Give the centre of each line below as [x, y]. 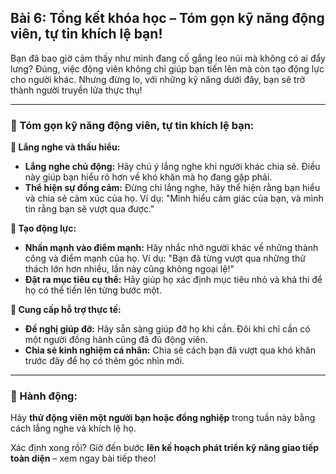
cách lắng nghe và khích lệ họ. [73, 428]
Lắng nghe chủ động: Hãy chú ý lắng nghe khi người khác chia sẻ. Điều [172, 167]
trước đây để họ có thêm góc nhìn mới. [104, 361]
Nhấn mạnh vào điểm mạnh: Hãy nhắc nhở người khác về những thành [171, 248]
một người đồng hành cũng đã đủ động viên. [116, 340]
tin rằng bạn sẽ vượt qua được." [89, 209]
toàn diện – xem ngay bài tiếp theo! [83, 458]
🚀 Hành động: [44, 396]
